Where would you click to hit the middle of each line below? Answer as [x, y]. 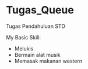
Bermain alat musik [37, 55]
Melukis [24, 48]
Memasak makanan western [48, 61]
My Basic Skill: [24, 37]
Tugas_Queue [40, 10]
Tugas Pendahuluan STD [36, 26]
